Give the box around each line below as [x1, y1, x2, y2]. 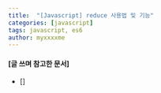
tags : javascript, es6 [8, 26, 83, 34]
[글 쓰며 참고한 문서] [8, 58, 69, 68]
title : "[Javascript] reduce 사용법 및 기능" [8, 11, 154, 20]
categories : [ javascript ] [8, 19, 93, 27]
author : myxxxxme [8, 33, 66, 42]
